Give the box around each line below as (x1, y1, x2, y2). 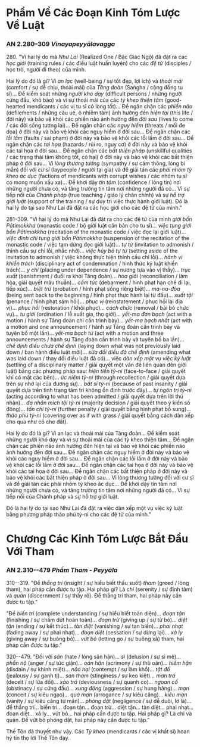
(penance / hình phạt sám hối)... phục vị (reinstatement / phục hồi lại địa (6, 298, 183, 305)
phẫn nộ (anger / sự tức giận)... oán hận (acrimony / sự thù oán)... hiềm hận (6, 659, 192, 667)
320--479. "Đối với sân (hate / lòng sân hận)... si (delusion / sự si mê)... (6, 653, 182, 660)
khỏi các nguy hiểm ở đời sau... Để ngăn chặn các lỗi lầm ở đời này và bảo (6, 455, 188, 462)
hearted (6, 103, 26, 110)
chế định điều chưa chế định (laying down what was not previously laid (6, 343, 181, 350)
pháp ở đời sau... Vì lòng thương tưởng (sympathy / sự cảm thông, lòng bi (6, 160, 186, 167)
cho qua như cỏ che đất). (6, 418, 68, 425)
